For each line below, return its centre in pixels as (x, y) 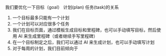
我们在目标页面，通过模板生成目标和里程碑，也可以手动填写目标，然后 (84, 30)
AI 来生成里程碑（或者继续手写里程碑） (58, 36)
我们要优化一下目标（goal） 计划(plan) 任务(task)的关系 (62, 7)
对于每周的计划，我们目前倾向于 (45, 48)
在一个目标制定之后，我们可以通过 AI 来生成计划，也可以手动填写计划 (83, 42)
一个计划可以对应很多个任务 (41, 24)
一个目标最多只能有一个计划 (41, 18)
